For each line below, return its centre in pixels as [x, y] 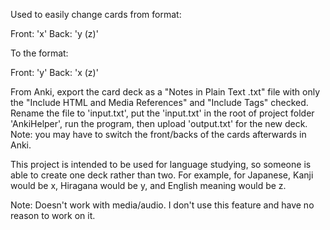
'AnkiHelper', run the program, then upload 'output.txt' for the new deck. [159, 123]
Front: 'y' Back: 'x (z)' [54, 72]
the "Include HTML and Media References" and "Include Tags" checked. [159, 102]
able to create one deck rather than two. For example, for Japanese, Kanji [162, 175]
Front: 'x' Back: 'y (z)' [54, 33]
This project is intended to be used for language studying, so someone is [161, 164]
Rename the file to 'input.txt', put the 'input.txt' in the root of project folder [162, 113]
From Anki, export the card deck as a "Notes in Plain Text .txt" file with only [165, 92]
